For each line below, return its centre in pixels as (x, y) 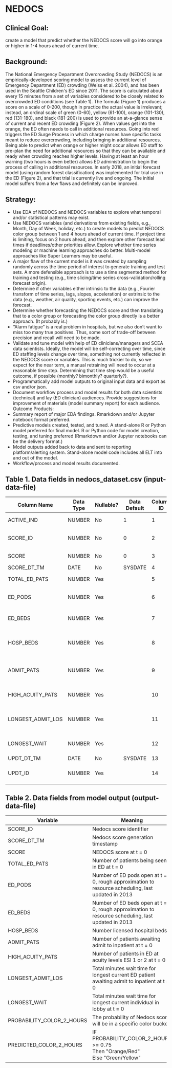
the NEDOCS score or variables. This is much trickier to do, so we (82, 359)
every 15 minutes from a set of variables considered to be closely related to (85, 96)
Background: (26, 62)
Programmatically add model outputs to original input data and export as (89, 381)
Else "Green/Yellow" (116, 1058)
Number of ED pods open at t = (130, 875)
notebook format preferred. (41, 419)
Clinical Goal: (27, 28)
